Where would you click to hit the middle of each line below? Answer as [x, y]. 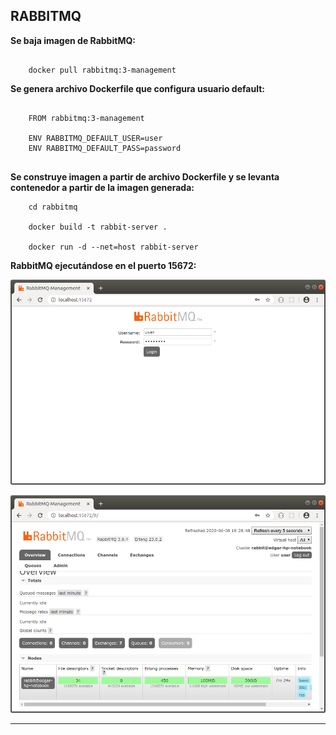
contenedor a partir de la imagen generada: [102, 187]
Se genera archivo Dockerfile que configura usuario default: [137, 88]
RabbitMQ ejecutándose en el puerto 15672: [103, 265]
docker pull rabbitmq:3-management [102, 70]
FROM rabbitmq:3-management [86, 118]
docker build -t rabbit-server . [98, 227]
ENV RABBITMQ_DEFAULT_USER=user [95, 138]
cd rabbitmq [53, 207]
